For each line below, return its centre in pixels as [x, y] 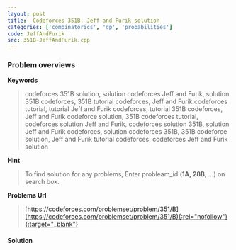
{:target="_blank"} [51, 225]
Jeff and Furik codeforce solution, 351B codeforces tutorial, [111, 117]
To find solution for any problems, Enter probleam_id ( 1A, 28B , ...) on [125, 174]
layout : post [27, 14]
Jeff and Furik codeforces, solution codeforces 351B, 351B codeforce [126, 132]
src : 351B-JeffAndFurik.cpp [49, 40]
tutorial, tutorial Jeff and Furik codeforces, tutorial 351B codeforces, [124, 109]
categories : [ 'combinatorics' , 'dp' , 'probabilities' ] [90, 27]
